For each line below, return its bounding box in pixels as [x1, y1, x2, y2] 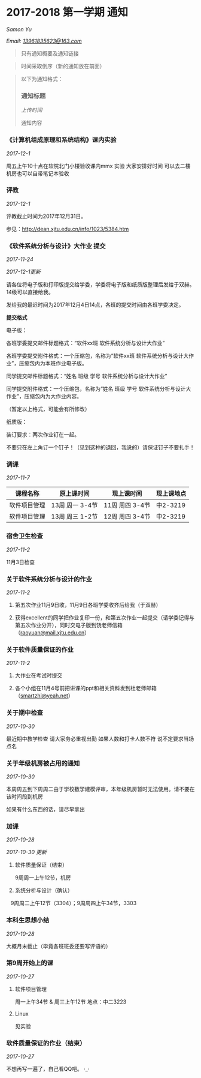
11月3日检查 [6, 558, 35, 565]
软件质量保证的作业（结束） [6, 1039, 86, 1047]
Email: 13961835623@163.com [6, 37, 82, 44]
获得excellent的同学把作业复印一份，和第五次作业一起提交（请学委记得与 [14, 614, 194, 621]
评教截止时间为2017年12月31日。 [6, 212, 87, 220]
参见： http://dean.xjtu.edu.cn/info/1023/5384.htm [6, 225, 129, 232]
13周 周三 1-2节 [51, 513, 98, 521]
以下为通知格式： [20, 75, 63, 82]
